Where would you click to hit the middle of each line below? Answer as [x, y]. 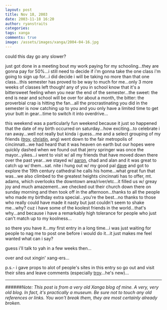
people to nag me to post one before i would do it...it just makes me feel [79, 233]
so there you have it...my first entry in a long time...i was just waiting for [78, 228]
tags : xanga [17, 33]
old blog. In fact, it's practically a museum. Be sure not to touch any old [79, 292]
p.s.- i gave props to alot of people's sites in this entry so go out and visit [80, 267]
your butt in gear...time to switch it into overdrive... [57, 113]
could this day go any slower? [36, 56]
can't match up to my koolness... [39, 218]
